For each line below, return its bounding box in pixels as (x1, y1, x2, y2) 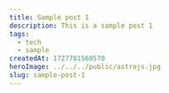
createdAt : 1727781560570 (9, 54, 105, 63)
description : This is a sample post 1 (9, 21, 153, 30)
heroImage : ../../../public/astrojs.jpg (9, 63, 162, 72)
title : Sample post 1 (9, 12, 90, 22)
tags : (9, 29, 29, 38)
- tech (17, 37, 42, 47)
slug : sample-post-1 (9, 71, 86, 80)
